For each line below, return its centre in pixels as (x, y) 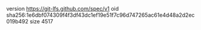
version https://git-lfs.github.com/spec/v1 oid (63, 9)
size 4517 (41, 21)
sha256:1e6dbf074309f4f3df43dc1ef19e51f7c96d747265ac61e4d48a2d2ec (100, 15)
